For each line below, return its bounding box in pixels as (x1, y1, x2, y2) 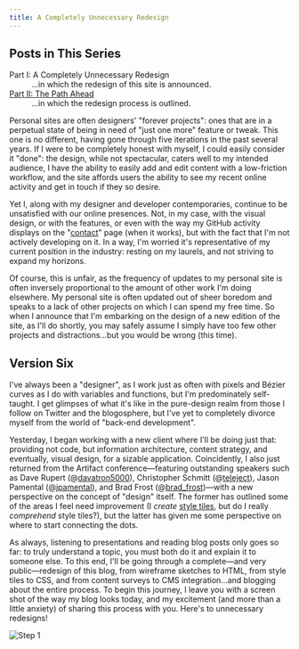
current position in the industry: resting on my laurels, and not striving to (9, 246, 274, 257)
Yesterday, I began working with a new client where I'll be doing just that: (9, 434, 278, 446)
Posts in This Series (9, 46, 122, 62)
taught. (9, 398, 36, 409)
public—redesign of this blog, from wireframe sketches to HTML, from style (9, 565, 287, 576)
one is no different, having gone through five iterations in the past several (9, 135, 279, 145)
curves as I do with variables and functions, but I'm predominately (9, 389, 252, 399)
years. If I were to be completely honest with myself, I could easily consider (9, 144, 286, 154)
